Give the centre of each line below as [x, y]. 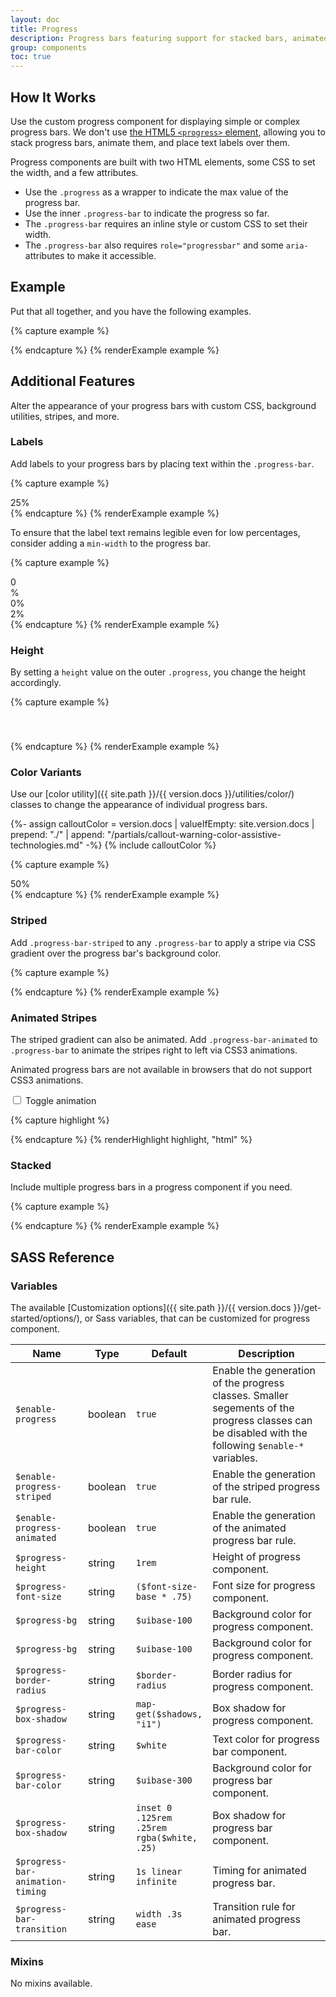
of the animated [249, 1528]
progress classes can [262, 1421]
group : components [48, 47]
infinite [156, 1882]
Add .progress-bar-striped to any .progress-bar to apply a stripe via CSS [163, 942]
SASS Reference [62, 1257]
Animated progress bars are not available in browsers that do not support [161, 1070]
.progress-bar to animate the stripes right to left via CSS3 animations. [154, 1050]
